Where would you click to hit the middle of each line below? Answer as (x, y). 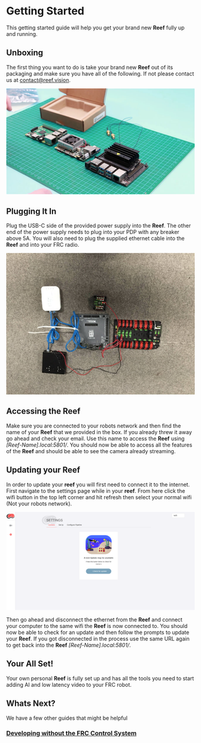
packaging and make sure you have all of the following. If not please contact (100, 74)
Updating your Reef (43, 470)
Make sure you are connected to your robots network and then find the (94, 426)
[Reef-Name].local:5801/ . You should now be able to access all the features (99, 445)
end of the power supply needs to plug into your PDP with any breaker (93, 232)
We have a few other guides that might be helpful (67, 718)
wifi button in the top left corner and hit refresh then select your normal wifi (99, 497)
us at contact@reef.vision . (38, 80)
